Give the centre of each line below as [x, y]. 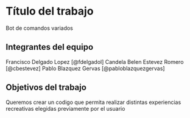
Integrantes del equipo [50, 47]
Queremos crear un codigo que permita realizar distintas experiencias [93, 102]
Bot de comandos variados [40, 28]
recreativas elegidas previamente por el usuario [65, 108]
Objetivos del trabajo [46, 87]
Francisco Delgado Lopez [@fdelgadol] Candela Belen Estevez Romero [95, 61]
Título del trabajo [50, 11]
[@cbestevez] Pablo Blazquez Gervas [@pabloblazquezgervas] [85, 68]
